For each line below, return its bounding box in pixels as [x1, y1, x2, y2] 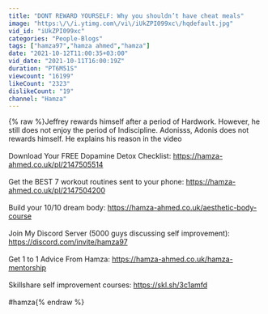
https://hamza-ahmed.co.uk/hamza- [112, 254, 233, 264]
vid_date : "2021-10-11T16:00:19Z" [8, 57, 125, 66]
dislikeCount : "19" [8, 87, 74, 95]
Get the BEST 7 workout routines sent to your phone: [8, 177, 185, 187]
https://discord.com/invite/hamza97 [8, 237, 128, 247]
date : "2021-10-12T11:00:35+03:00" [8, 49, 129, 57]
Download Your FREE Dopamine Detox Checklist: [8, 151, 172, 161]
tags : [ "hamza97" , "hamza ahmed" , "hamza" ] [8, 42, 151, 50]
